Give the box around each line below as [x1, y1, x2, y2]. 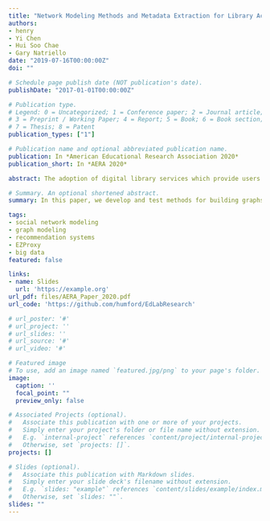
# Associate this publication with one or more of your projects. [8, 419, 243, 427]
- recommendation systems [8, 233, 95, 241]
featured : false [8, 256, 63, 264]
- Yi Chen [8, 34, 42, 43]
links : [8, 270, 31, 278]
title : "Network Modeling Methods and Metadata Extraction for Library [8, 11, 253, 20]
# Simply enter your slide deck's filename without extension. [8, 478, 231, 486]
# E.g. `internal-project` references [8, 433, 146, 441]
